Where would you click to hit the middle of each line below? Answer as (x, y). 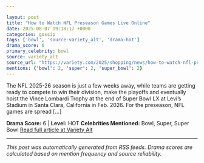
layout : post (23, 17)
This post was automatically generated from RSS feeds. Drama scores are (100, 147)
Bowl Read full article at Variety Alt (49, 130)
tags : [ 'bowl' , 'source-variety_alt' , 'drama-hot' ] (73, 40)
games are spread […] (34, 111)
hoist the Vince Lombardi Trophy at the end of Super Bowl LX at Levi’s (94, 99)
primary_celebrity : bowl (38, 51)
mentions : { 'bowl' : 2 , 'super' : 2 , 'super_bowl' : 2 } (74, 68)
